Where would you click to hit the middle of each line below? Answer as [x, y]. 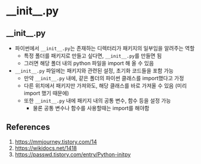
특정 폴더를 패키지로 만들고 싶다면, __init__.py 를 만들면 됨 [93, 56]
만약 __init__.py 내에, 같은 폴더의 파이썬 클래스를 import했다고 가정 [104, 78]
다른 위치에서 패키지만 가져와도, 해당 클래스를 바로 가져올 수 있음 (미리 [105, 86]
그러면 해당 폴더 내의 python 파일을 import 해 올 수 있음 [89, 63]
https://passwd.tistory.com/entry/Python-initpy [73, 154]
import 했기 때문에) [46, 93]
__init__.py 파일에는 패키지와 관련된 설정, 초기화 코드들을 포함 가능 [94, 71]
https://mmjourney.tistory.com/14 [56, 141]
